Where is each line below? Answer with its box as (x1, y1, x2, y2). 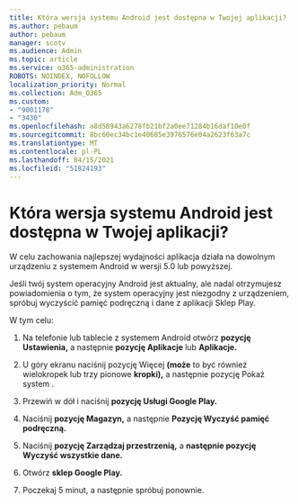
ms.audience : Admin (9, 47, 83, 56)
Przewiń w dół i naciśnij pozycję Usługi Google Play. (22, 396, 218, 407)
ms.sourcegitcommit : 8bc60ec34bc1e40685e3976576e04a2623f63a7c (9, 130, 251, 139)
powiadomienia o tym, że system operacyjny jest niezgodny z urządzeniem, (9, 288, 290, 299)
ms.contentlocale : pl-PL (9, 147, 102, 156)
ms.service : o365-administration (9, 64, 135, 73)
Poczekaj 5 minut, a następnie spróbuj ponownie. (22, 485, 205, 496)
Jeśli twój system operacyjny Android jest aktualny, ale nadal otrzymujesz (9, 278, 283, 289)
